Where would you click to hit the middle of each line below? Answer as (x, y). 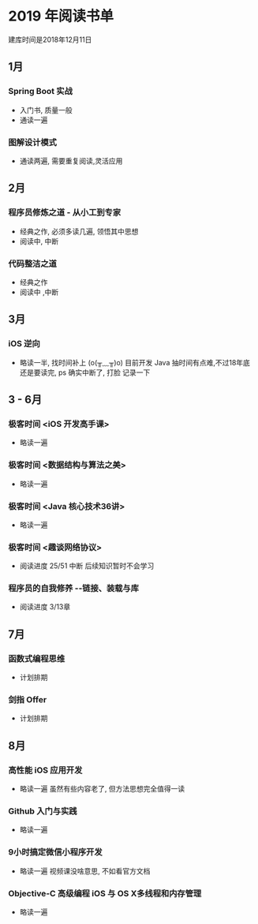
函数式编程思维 (37, 658)
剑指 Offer (28, 700)
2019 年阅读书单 (61, 16)
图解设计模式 (33, 142)
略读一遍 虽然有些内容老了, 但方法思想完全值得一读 (102, 789)
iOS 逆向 (24, 344)
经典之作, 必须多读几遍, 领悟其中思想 (79, 231)
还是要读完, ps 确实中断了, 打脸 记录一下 (85, 372)
